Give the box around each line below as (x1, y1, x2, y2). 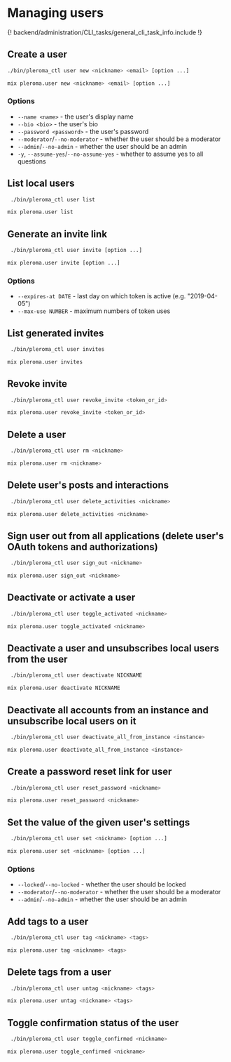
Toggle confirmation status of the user (7, 1016, 179, 1029)
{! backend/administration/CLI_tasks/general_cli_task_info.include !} (7, 28, 203, 36)
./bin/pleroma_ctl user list (10, 196, 96, 203)
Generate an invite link (7, 228, 107, 240)
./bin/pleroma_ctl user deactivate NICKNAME (10, 672, 142, 679)
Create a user (7, 48, 68, 60)
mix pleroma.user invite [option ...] (7, 260, 120, 267)
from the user (7, 653, 68, 665)
